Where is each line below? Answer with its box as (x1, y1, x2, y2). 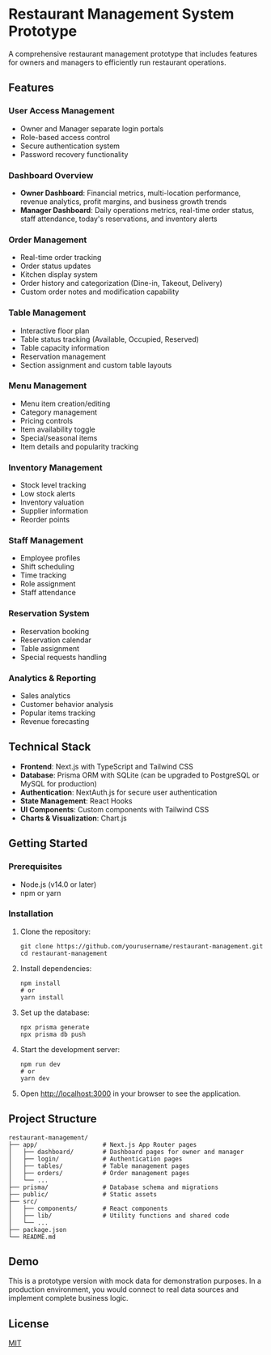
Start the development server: (19, 1044, 121, 1054)
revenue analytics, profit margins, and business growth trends (19, 196, 227, 207)
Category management (19, 407, 98, 417)
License (8, 1317, 49, 1331)
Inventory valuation (19, 497, 85, 507)
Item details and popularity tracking (19, 441, 139, 451)
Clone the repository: (19, 927, 91, 936)
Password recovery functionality (19, 149, 129, 159)
